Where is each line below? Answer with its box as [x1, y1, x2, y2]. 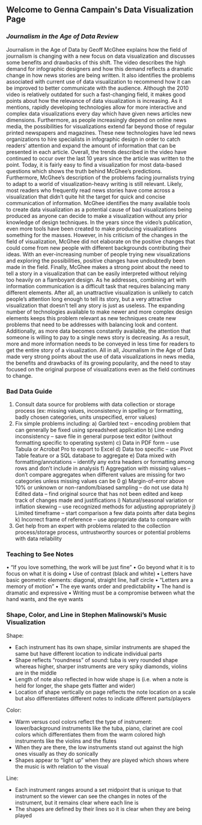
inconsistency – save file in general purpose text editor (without [14, 433, 173, 440]
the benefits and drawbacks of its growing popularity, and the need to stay [6, 359, 191, 366]
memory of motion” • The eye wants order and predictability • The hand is [6, 583, 191, 590]
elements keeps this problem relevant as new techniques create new [6, 314, 176, 321]
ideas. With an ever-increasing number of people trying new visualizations [6, 250, 191, 258]
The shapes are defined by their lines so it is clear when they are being [14, 805, 191, 812]
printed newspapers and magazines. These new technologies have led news [6, 129, 196, 136]
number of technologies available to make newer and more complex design [6, 308, 193, 315]
